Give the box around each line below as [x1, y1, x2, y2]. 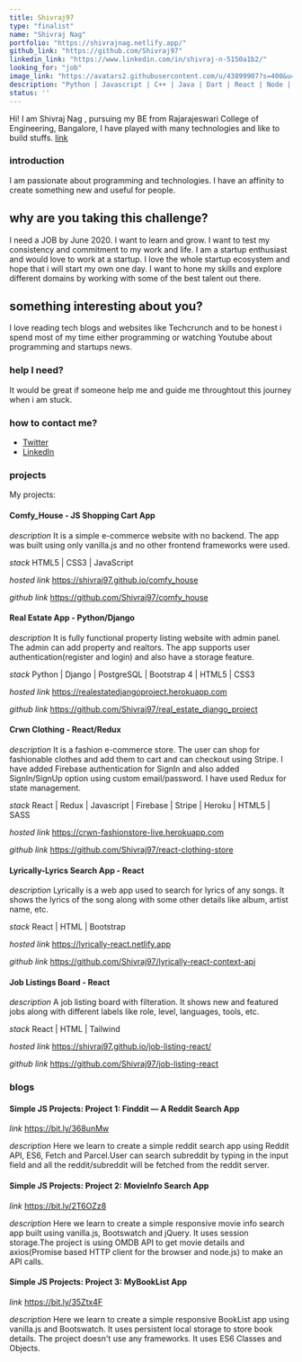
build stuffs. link [9, 132, 69, 143]
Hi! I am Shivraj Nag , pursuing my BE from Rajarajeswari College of [9, 113, 259, 124]
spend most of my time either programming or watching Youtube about [9, 332, 272, 343]
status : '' [9, 88, 50, 97]
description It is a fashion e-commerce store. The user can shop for [9, 743, 261, 755]
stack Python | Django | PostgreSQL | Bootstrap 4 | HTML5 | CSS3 [9, 669, 255, 680]
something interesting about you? [9, 298, 203, 314]
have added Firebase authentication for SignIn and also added [9, 763, 240, 774]
